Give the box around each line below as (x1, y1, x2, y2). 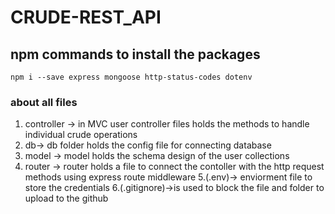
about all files (10, 95, 78, 109)
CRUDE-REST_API (10, 6, 162, 29)
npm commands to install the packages (10, 46, 261, 63)
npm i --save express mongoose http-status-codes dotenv (10, 72, 253, 82)
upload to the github (24, 192, 109, 205)
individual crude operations (24, 129, 138, 141)
